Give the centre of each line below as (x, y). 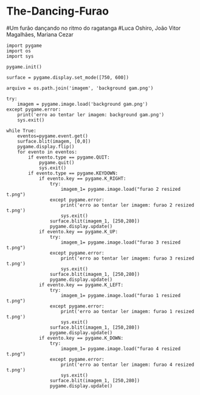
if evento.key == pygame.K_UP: (78, 232)
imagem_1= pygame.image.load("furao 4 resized (121, 349)
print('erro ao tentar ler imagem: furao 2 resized (127, 205)
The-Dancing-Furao (58, 11)
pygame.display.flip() (46, 146)
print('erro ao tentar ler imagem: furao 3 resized (127, 258)
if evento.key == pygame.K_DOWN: (81, 338)
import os (19, 51)
